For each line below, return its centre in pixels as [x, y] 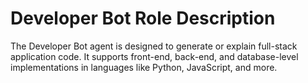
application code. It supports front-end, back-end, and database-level [154, 56]
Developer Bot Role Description [143, 18]
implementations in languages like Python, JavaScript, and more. [144, 67]
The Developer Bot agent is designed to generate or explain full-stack [154, 46]
